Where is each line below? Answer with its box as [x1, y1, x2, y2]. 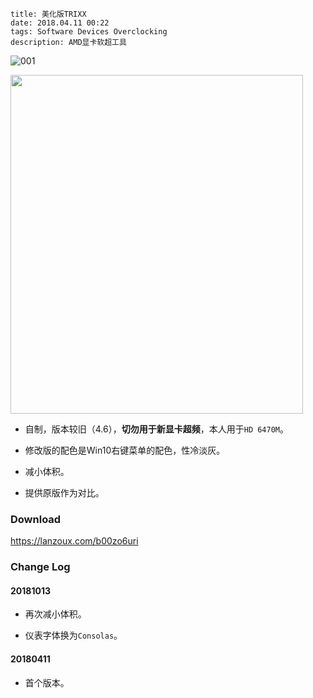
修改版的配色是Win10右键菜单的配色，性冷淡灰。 [24, 444, 226, 456]
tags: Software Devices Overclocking [10, 27, 168, 37]
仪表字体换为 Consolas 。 [24, 629, 123, 642]
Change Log [10, 560, 71, 574]
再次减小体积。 [24, 608, 87, 620]
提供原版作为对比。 [24, 487, 105, 498]
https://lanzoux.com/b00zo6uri [10, 535, 139, 547]
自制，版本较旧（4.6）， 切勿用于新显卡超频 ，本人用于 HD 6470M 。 [24, 423, 290, 435]
